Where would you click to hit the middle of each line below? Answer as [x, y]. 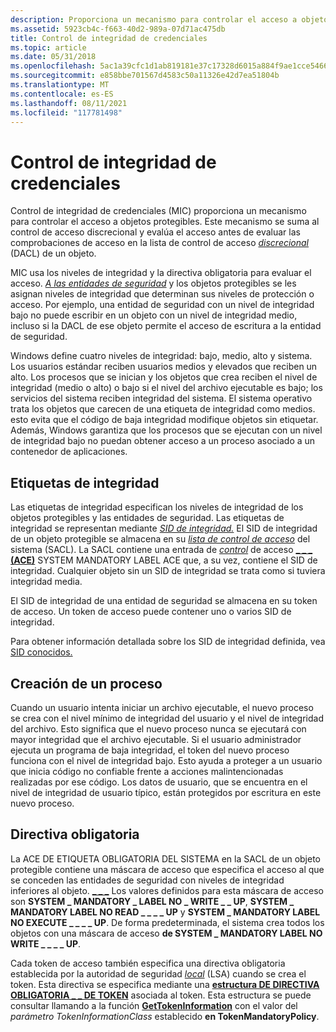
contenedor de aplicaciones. [69, 452]
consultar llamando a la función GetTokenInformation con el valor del [154, 1005]
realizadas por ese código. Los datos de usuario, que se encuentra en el [159, 782]
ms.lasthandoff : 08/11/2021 [69, 103]
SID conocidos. [41, 652]
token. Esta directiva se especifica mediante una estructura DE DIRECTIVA [165, 984]
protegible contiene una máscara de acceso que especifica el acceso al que [167, 869]
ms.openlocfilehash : [53, 66]
